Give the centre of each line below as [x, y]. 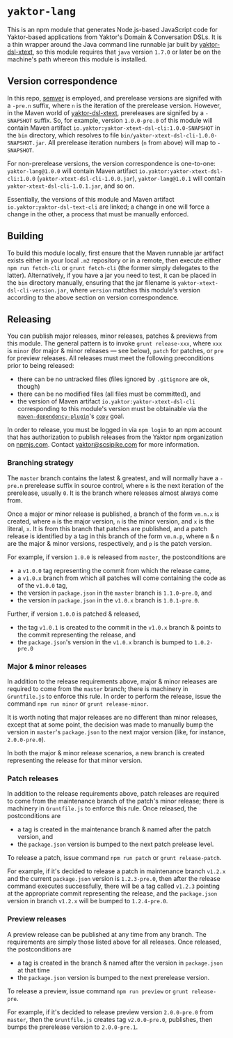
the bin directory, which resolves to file [63, 135]
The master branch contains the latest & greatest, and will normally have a [113, 478]
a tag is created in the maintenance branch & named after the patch [114, 829]
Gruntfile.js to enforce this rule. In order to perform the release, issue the [114, 696]
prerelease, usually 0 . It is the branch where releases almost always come [113, 493]
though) [29, 387]
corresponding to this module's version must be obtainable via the [112, 409]
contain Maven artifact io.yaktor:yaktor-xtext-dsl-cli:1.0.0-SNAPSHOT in [114, 128]
